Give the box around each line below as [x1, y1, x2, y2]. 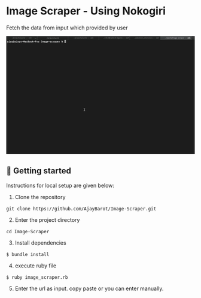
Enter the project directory [14, 216, 80, 223]
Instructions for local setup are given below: [6, 182, 115, 189]
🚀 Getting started [6, 166, 72, 176]
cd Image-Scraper [6, 228, 50, 234]
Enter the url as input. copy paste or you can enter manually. [14, 285, 164, 292]
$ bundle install [6, 251, 50, 257]
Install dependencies [14, 239, 67, 246]
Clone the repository [14, 193, 66, 200]
